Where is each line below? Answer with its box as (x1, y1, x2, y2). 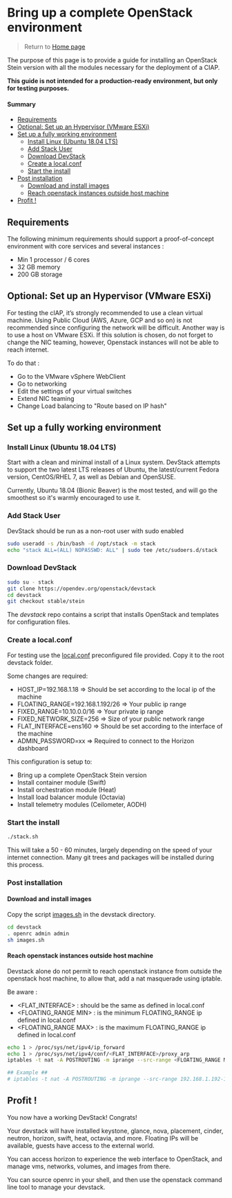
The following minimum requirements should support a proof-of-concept (7, 234, 214, 243)
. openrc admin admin (7, 930, 70, 937)
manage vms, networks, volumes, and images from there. (7, 1162, 171, 1170)
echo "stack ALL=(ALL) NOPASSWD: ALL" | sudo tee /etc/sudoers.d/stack (7, 546, 217, 553)
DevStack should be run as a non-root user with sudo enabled (7, 526, 184, 535)
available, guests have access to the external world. (7, 1141, 155, 1150)
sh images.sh (7, 936, 45, 943)
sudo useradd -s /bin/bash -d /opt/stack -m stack (7, 540, 156, 547)
